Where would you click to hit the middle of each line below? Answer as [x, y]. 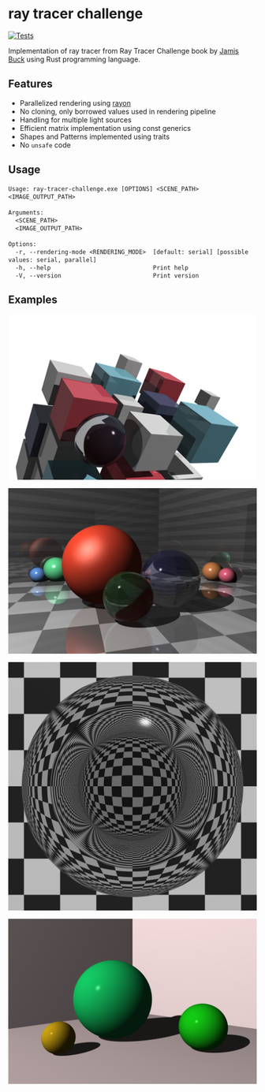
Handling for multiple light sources [75, 120]
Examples [33, 299]
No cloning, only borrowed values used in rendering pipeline [118, 111]
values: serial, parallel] [52, 260]
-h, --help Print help [102, 268]
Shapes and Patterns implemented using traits [95, 136]
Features [30, 84]
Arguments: [26, 212]
